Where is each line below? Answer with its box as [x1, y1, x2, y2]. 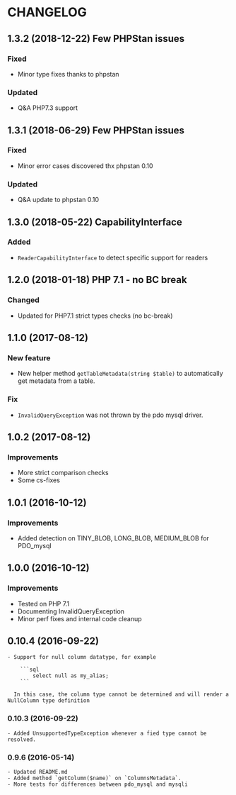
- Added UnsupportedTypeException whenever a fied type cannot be [7, 730, 207, 737]
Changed [7, 295, 40, 305]
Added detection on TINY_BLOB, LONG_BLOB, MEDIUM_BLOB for [17, 533, 210, 543]
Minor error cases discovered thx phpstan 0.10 [17, 161, 153, 170]
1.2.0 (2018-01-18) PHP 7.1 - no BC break [7, 274, 187, 286]
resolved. [7, 735, 37, 743]
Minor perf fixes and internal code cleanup [17, 614, 143, 623]
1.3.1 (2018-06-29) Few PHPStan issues [7, 124, 185, 136]
